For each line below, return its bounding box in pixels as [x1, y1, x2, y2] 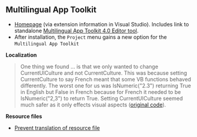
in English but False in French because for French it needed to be [20, 88, 181, 95]
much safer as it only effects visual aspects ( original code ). [20, 101, 166, 108]
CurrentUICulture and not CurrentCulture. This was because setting [20, 69, 187, 77]
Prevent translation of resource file [14, 124, 100, 131]
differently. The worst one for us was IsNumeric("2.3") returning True [20, 82, 191, 89]
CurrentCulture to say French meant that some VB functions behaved [20, 75, 192, 83]
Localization [5, 51, 37, 59]
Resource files [5, 112, 43, 120]
